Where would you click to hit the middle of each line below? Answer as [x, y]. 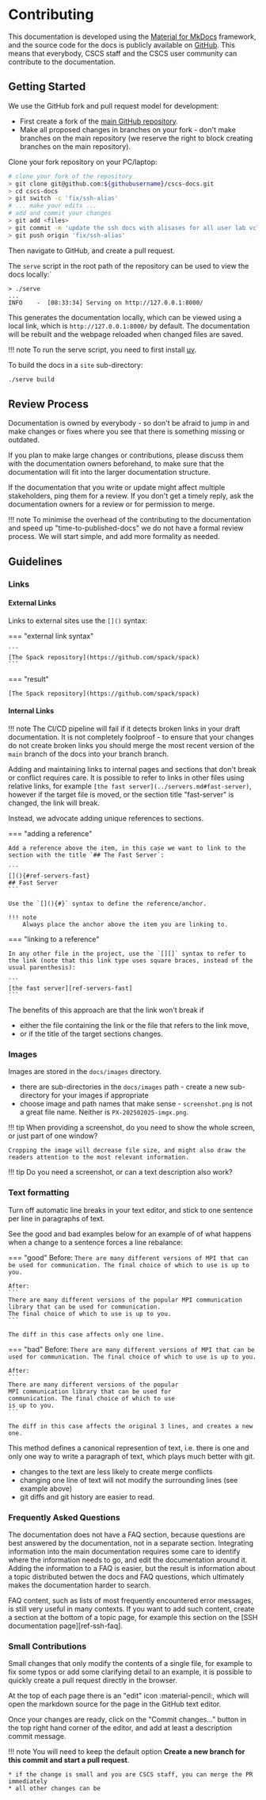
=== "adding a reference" [50, 834]
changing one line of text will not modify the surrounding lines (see [129, 1480]
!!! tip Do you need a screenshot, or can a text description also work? [120, 1172]
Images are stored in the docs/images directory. [85, 1072]
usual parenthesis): [42, 968]
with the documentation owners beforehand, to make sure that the [116, 464]
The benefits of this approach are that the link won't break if [106, 1010]
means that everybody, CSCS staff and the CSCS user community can [123, 53]
